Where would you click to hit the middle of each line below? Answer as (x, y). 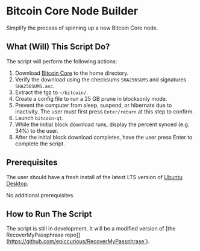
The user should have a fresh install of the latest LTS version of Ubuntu (94, 177)
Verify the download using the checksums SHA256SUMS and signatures (101, 79)
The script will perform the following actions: (62, 61)
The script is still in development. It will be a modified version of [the (91, 229)
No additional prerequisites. (41, 195)
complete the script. (40, 144)
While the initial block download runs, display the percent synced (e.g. (102, 124)
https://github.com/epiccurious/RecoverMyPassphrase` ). (79, 241)
